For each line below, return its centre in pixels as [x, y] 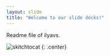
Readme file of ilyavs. [33, 35]
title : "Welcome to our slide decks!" [55, 18]
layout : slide [24, 12]
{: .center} [54, 47]
